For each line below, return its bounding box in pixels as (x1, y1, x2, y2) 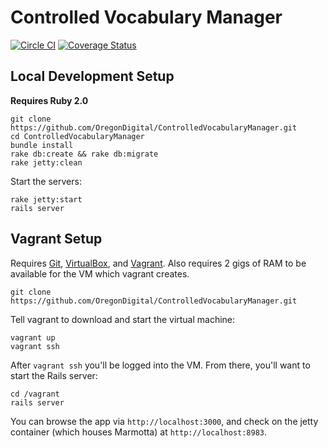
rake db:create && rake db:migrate (10, 149, 159, 159)
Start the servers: (10, 175, 82, 187)
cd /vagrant (10, 389, 60, 399)
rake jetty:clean (10, 157, 83, 168)
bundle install (10, 140, 74, 150)
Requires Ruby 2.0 (10, 94, 89, 106)
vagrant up (10, 332, 56, 343)
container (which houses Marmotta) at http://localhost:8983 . (10, 426, 268, 438)
